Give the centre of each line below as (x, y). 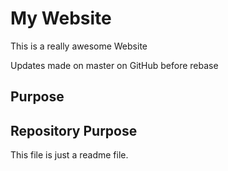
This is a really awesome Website (79, 46)
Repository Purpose (74, 130)
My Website (61, 18)
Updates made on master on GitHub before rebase (114, 65)
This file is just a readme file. (69, 155)
